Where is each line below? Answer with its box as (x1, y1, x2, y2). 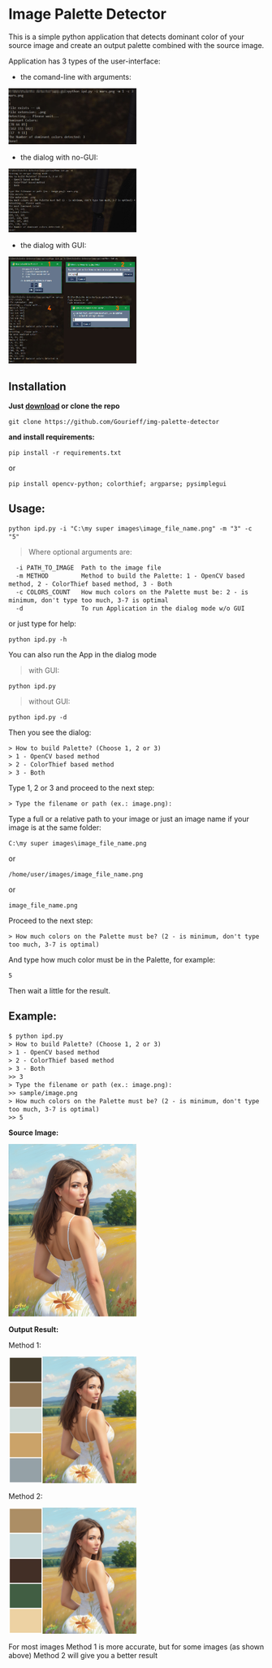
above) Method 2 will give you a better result (8, 1651, 158, 1661)
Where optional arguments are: (28, 547, 132, 557)
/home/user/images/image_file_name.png (8, 870, 144, 879)
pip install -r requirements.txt (8, 449, 122, 457)
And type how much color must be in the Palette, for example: (8, 954, 216, 964)
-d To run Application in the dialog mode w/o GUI (15, 604, 245, 613)
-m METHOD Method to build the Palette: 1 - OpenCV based (15, 571, 245, 580)
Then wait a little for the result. (8, 985, 111, 995)
